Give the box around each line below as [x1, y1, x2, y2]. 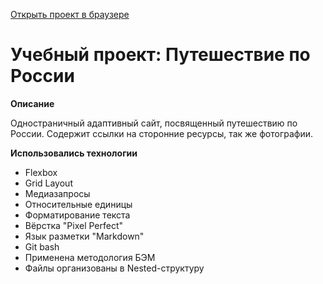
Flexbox [24, 166, 58, 178]
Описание [10, 97, 55, 109]
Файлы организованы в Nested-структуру [24, 262, 205, 274]
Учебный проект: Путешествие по [10, 44, 311, 66]
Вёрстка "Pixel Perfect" [24, 219, 124, 231]
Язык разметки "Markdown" [24, 230, 145, 242]
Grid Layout [24, 177, 73, 189]
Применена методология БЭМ [24, 251, 156, 263]
